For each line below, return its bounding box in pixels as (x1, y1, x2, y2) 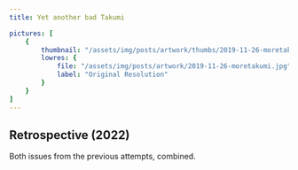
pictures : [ (9, 28, 53, 38)
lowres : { (41, 54, 77, 63)
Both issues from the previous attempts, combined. (9, 151, 197, 162)
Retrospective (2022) (9, 127, 130, 143)
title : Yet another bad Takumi (9, 12, 125, 22)
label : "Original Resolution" (56, 70, 169, 80)
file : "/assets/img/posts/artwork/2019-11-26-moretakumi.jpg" (56, 62, 292, 71)
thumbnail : (41, 45, 82, 54)
